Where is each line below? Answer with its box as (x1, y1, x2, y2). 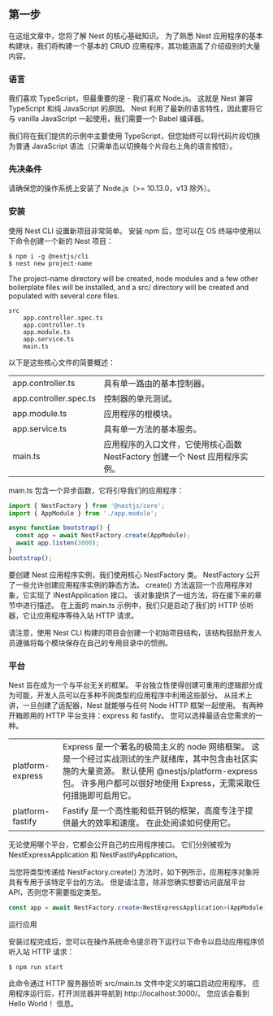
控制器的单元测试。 (103, 393, 177, 404)
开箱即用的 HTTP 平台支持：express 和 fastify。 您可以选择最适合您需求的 (8, 710, 256, 721)
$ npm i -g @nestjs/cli (8, 252, 89, 260)
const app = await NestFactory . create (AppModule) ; (15, 532, 191, 540)
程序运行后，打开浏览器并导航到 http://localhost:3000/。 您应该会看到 (15, 988, 250, 998)
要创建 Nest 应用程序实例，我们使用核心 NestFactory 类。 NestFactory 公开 (8, 570, 261, 580)
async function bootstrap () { (8, 523, 111, 532)
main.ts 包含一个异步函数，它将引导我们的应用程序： (8, 485, 184, 495)
